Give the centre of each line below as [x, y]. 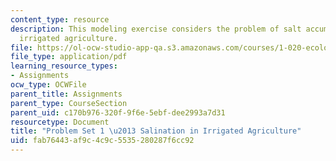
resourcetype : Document [60, 122]
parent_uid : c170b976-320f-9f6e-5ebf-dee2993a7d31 [118, 112]
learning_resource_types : [64, 66]
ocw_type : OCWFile [48, 85]
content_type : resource [60, 19]
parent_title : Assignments [66, 94]
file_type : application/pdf [69, 57]
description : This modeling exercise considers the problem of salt [156, 29]
